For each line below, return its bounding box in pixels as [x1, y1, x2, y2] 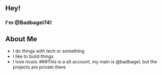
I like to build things [12, 53, 54, 59]
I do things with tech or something [12, 48, 85, 54]
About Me [5, 35, 37, 43]
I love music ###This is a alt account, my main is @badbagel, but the [12, 59, 157, 65]
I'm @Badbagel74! [5, 19, 52, 26]
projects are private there [12, 64, 66, 70]
